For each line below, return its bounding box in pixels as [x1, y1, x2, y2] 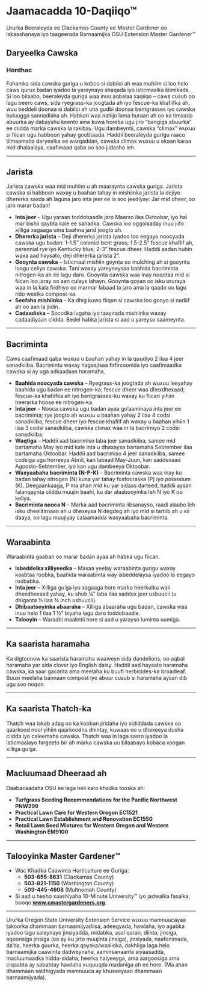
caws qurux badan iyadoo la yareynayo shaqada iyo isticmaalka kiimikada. [6, 86, 191, 93]
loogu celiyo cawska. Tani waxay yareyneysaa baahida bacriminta [14, 265, 179, 272]
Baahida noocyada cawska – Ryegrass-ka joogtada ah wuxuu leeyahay [14, 379, 193, 387]
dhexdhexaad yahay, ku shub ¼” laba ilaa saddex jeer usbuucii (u [14, 590, 177, 597]
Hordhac [6, 66, 32, 75]
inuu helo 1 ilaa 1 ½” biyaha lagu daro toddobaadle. [14, 609, 141, 617]
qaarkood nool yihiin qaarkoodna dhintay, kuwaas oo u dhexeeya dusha [6, 726, 184, 733]
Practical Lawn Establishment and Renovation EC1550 [14, 815, 153, 823]
